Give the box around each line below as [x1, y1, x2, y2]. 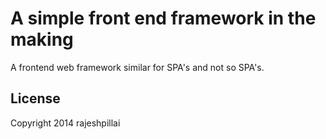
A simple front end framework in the [10, 7, 317, 30]
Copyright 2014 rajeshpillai [10, 117, 121, 129]
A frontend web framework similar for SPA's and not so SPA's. [10, 61, 265, 73]
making [10, 28, 74, 51]
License [10, 90, 61, 107]
